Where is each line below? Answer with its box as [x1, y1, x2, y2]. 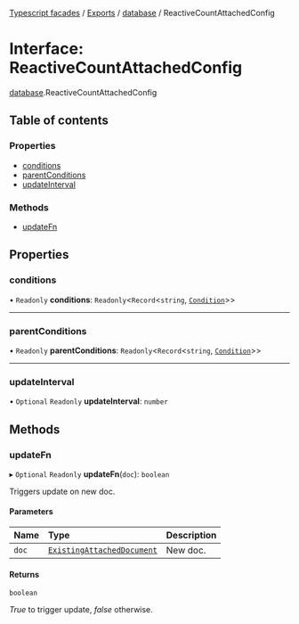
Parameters [9, 506, 53, 517]
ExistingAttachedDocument [47, 546, 158, 555]
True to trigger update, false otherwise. [9, 604, 153, 615]
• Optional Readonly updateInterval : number [9, 396, 169, 406]
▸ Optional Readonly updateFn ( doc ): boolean [9, 468, 170, 480]
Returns [9, 569, 40, 579]
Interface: [9, 39, 85, 59]
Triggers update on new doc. [9, 486, 116, 497]
